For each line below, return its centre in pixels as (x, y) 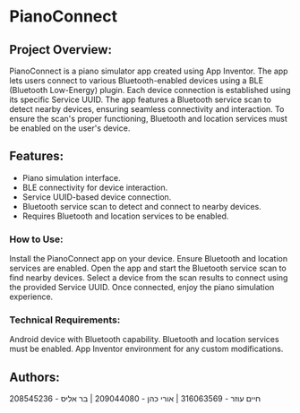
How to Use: (36, 239)
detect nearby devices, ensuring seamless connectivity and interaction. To (147, 109)
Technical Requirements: (65, 320)
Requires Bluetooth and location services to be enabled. (125, 216)
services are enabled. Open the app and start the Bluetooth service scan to (148, 268)
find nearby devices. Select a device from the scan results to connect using (149, 278)
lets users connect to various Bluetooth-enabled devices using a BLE (137, 81)
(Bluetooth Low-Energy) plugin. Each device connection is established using (150, 90)
